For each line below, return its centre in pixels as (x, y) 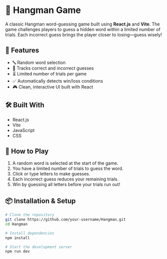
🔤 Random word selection (39, 62)
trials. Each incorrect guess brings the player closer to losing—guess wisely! (83, 34)
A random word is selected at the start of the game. (65, 163)
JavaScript (23, 130)
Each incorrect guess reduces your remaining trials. (65, 179)
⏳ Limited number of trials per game (50, 73)
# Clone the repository (30, 215)
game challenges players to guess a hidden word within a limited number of (83, 29)
